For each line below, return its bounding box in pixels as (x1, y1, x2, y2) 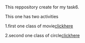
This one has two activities (5, 14, 59, 19)
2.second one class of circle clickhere (5, 33, 80, 38)
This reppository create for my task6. (5, 4, 79, 10)
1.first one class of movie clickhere (5, 23, 73, 29)
